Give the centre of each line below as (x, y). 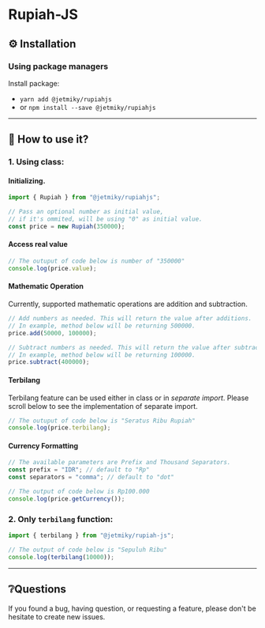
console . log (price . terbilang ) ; (60, 428)
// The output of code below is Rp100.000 (79, 492)
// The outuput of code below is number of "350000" (97, 261)
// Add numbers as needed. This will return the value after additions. (130, 319)
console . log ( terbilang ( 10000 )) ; (61, 557)
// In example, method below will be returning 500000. (102, 326)
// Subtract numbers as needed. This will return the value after (119, 347)
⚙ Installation (42, 44)
